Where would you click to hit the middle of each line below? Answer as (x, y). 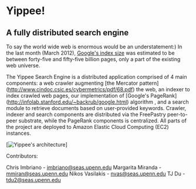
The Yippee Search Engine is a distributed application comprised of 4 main (97, 77)
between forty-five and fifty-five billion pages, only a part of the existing (93, 59)
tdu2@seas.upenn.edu (33, 180)
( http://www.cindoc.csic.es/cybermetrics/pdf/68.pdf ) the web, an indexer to (98, 89)
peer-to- (177, 114)
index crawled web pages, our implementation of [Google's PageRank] (92, 96)
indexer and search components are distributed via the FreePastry (86, 114)
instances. (18, 133)
